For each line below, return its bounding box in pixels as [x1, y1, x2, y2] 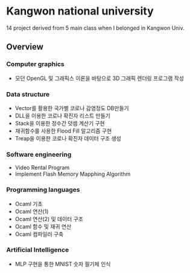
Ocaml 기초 [14, 200, 43, 207]
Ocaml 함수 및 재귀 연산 [14, 223, 72, 230]
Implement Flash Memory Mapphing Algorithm [14, 171, 131, 178]
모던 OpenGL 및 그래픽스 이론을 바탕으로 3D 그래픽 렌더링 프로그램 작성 [14, 74, 184, 82]
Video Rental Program [14, 164, 70, 171]
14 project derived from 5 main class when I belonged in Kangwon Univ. [6, 24, 185, 31]
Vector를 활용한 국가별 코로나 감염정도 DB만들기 [14, 104, 129, 111]
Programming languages [6, 186, 80, 194]
